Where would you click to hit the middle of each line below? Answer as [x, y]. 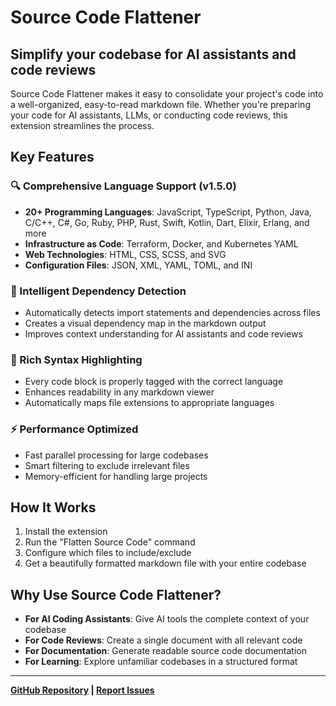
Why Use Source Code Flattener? [116, 594]
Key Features [52, 157]
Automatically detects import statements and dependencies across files [172, 312]
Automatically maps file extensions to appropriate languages [149, 403]
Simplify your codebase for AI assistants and [153, 54]
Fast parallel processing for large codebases [116, 455]
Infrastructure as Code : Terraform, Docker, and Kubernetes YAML [161, 243]
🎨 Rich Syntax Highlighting [76, 359]
